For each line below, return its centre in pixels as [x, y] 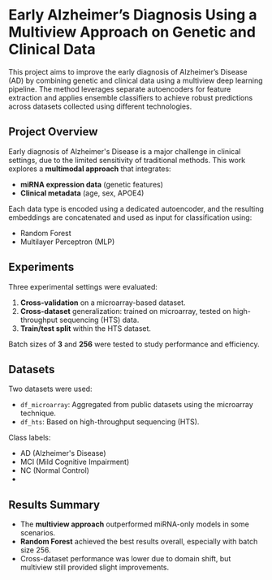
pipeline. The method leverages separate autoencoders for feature [120, 89]
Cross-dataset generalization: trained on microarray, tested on [125, 311]
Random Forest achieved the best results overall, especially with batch [139, 542]
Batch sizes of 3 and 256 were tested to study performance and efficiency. [134, 344]
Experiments [41, 267]
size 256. [35, 550]
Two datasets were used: [50, 389]
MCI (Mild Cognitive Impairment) [75, 462]
